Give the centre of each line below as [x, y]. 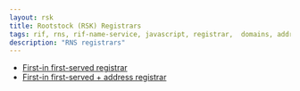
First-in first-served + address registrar [94, 78]
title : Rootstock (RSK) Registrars [75, 26]
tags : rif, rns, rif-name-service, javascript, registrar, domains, [142, 34]
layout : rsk [31, 17]
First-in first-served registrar [75, 68]
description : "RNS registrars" [67, 42]
